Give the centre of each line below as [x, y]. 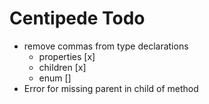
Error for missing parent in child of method [111, 88]
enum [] [55, 78]
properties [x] [67, 56]
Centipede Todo [77, 18]
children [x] [62, 67]
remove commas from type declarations [106, 46]
